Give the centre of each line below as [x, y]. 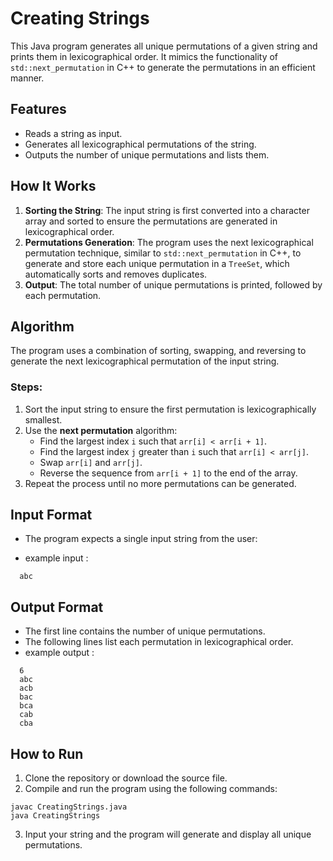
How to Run [47, 753]
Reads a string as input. [73, 133]
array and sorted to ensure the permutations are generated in [151, 221]
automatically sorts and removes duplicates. [116, 274]
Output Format [57, 607]
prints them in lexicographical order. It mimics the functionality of [144, 56]
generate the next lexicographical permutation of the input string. [145, 361]
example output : [59, 653]
